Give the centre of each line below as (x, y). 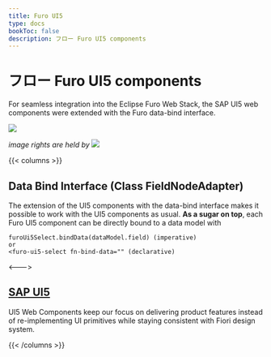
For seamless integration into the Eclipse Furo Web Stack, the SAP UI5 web (133, 104)
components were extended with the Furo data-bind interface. (112, 113)
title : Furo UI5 (36, 16)
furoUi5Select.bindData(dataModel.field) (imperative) (103, 238)
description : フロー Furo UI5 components (77, 39)
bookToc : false (34, 31)
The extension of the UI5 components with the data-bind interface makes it (133, 205)
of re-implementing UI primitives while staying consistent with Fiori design (132, 320)
